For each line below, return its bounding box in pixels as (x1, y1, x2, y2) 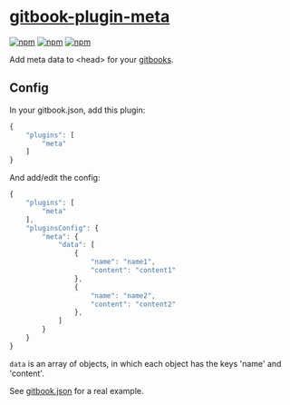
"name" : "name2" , (90, 291, 156, 301)
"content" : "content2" (90, 300, 177, 309)
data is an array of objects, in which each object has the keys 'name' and (9, 358, 282, 369)
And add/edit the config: (9, 173, 101, 183)
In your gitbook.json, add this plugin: (9, 104, 146, 115)
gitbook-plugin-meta (9, 6, 170, 27)
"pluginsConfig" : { (25, 223, 100, 232)
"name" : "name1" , (90, 257, 156, 267)
